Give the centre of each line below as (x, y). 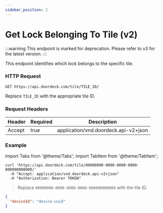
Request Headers (27, 109)
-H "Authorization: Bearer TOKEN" (45, 178)
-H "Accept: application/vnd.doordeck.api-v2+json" (65, 174)
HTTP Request (23, 76)
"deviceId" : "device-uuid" (38, 201)
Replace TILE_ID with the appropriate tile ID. (50, 96)
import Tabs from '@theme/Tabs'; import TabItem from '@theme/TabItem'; (82, 156)
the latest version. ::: (26, 53)
